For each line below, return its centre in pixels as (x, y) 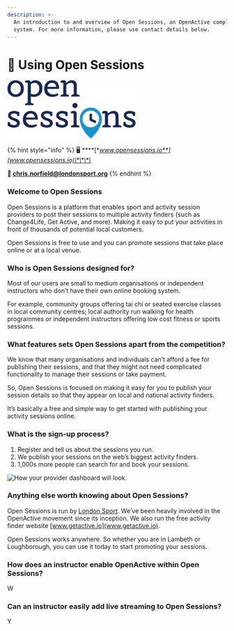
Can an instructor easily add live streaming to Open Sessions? (114, 607)
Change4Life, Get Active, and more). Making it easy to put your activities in (115, 221)
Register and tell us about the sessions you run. (85, 449)
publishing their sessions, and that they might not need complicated (104, 367)
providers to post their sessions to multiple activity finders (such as (104, 214)
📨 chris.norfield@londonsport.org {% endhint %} (79, 173)
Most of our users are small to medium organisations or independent (106, 283)
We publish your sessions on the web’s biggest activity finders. (108, 457)
